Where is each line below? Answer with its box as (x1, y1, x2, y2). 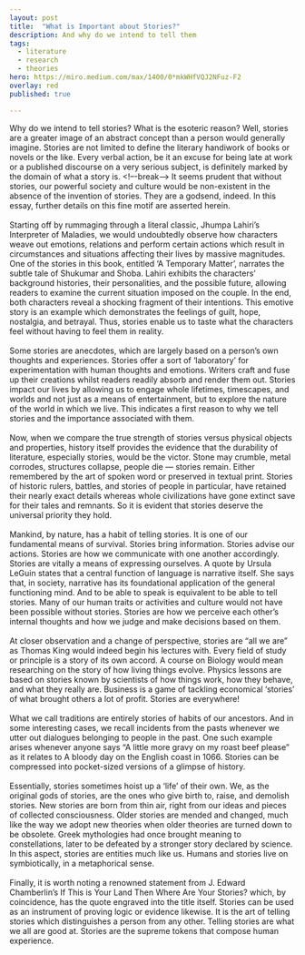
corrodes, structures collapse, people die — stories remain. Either (9, 461, 256, 472)
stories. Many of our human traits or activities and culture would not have (9, 596, 283, 607)
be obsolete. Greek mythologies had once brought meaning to (9, 828, 242, 839)
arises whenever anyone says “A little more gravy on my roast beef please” (9, 741, 290, 752)
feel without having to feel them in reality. (9, 325, 164, 337)
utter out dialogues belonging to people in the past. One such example (9, 732, 273, 743)
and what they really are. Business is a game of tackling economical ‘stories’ (9, 684, 295, 695)
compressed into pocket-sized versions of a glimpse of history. (9, 761, 246, 772)
